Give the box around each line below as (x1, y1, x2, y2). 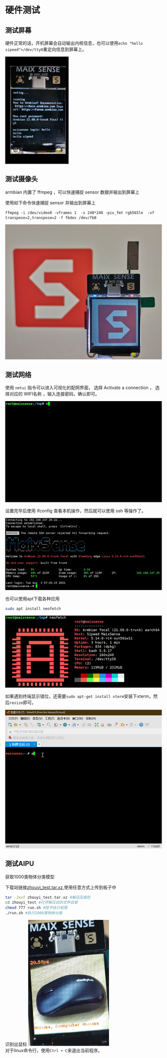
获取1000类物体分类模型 (5, 873, 55, 879)
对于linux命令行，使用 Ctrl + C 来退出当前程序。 (5, 1047, 103, 1053)
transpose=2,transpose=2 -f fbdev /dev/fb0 (5, 215, 97, 220)
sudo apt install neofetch (5, 607, 61, 612)
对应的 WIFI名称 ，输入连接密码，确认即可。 (9, 391, 100, 397)
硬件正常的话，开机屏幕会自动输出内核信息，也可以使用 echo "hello (5, 40, 143, 46)
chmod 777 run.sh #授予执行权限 (5, 905, 68, 910)
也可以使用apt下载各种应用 (5, 596, 60, 602)
